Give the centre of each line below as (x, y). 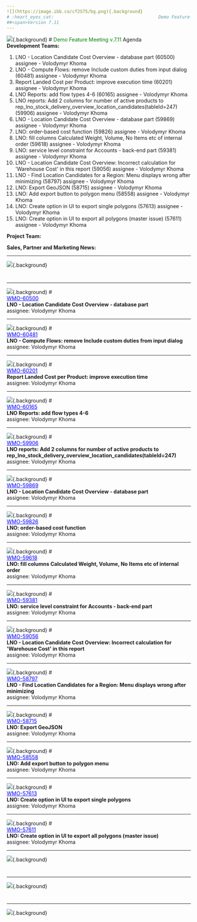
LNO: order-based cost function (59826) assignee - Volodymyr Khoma (100, 132)
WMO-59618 (22, 557)
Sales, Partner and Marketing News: (51, 248)
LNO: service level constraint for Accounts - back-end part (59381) (96, 150)
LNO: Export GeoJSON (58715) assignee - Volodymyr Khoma (89, 188)
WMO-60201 (22, 370)
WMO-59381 (22, 600)
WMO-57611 (21, 829)
